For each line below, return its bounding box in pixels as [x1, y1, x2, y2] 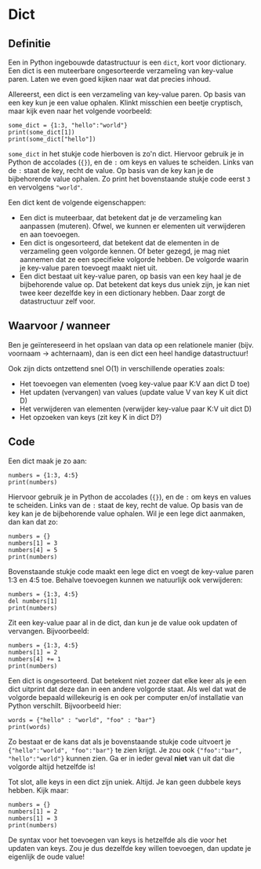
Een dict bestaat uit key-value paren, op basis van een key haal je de [19, 271, 241, 281]
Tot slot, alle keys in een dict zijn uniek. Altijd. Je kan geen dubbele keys [8, 777, 241, 786]
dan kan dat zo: [8, 517, 59, 526]
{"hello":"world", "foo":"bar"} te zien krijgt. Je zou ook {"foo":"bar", [8, 745, 243, 754]
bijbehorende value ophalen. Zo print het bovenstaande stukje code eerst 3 [8, 175, 251, 183]
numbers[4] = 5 [8, 546, 58, 554]
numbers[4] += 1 [8, 655, 61, 663]
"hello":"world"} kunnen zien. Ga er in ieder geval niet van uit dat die [8, 753, 235, 763]
